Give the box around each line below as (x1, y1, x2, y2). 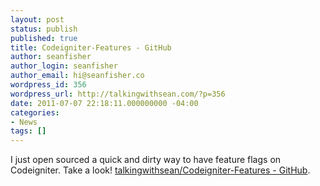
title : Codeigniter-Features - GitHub (10, 42, 172, 53)
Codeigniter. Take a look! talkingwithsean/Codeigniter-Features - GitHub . (10, 164, 311, 176)
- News (10, 117, 38, 127)
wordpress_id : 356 (10, 80, 87, 90)
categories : (10, 107, 60, 118)
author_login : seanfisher (10, 61, 118, 71)
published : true (10, 33, 78, 43)
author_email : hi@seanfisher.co (10, 71, 145, 81)
